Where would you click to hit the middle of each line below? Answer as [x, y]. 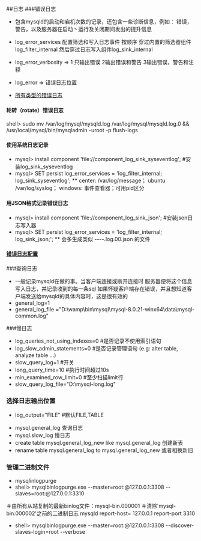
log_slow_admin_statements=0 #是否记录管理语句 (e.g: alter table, [96, 348]
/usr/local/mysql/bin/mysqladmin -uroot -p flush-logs [72, 130]
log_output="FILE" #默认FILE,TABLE [59, 415]
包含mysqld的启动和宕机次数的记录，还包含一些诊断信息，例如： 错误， [103, 22]
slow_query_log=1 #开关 [44, 362]
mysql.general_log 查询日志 [49, 428]
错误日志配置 [22, 254]
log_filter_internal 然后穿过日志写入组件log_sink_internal [84, 49]
